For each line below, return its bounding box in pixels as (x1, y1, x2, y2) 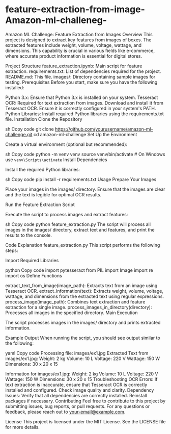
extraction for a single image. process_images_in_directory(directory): (5, 304, 152, 310)
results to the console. (5, 232, 52, 238)
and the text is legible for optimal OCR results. (5, 191, 102, 197)
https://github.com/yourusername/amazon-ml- (55, 126, 154, 132)
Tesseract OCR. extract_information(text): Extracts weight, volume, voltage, (5, 288, 164, 294)
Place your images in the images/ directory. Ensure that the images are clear (5, 186, 165, 192)
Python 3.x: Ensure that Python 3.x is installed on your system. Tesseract (5, 94, 158, 100)
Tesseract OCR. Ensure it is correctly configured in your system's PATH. (5, 105, 156, 111)
